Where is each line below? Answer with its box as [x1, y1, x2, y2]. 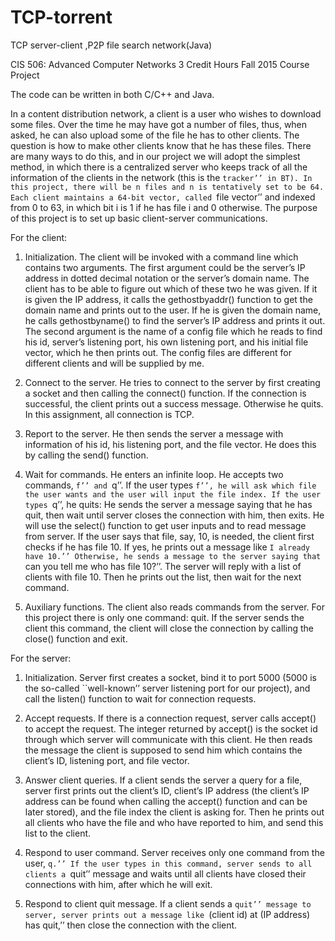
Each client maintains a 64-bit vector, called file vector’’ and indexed [10, 191, 316, 203]
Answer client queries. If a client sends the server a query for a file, [24, 774, 303, 786]
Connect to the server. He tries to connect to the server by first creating [24, 376, 321, 388]
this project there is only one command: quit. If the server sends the [24, 611, 305, 623]
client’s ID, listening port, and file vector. [24, 754, 190, 766]
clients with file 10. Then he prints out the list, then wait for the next [24, 571, 302, 583]
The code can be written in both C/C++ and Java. [10, 88, 215, 100]
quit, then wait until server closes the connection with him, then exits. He [24, 509, 325, 521]
